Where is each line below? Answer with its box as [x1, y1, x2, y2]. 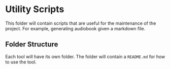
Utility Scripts [5, 4, 64, 15]
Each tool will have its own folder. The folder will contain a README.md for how [5, 53, 165, 59]
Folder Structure [5, 40, 58, 49]
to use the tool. [5, 59, 37, 65]
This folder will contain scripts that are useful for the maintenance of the [5, 20, 156, 26]
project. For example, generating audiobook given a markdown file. [5, 25, 146, 31]
